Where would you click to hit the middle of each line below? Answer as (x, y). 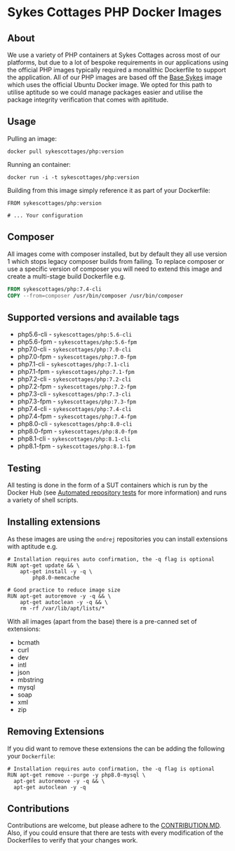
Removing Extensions (56, 731)
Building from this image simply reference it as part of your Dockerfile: (109, 190)
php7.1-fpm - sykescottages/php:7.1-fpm (76, 372)
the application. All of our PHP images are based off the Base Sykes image (115, 77)
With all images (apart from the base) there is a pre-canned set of (102, 621)
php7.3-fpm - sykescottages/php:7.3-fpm (77, 401)
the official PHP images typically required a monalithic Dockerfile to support (117, 70)
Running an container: (39, 164)
